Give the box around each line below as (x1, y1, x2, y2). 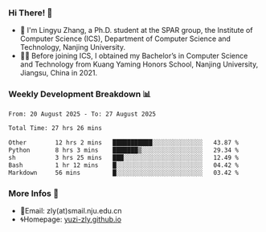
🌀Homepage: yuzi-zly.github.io (19, 214, 122, 224)
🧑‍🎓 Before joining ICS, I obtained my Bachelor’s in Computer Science (19, 51, 248, 61)
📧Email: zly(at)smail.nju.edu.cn (19, 206, 122, 216)
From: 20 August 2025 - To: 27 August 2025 (8, 110, 157, 118)
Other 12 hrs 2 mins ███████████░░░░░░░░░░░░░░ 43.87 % (8, 139, 239, 147)
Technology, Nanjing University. (19, 43, 126, 52)
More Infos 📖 (8, 188, 59, 199)
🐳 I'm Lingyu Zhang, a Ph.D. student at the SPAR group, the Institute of (19, 26, 253, 35)
